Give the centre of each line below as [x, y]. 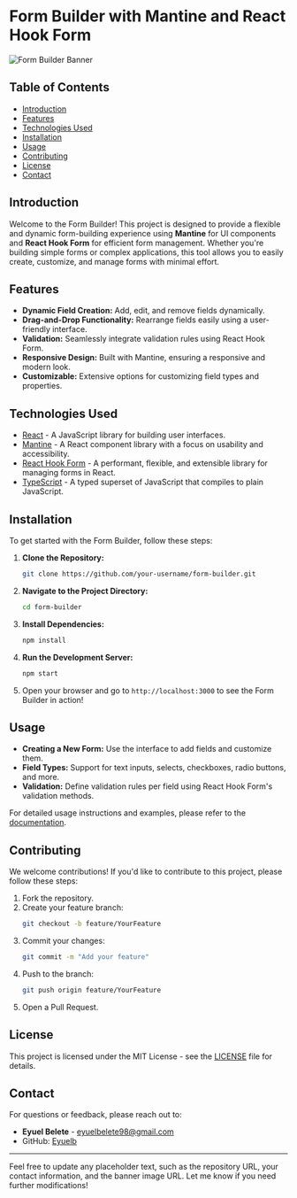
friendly [36, 329]
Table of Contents [60, 87]
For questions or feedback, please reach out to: [96, 1115]
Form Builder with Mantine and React [148, 16]
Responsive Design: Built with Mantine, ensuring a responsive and [144, 358]
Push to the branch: [58, 974]
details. [23, 1065]
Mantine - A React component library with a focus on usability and [142, 444]
